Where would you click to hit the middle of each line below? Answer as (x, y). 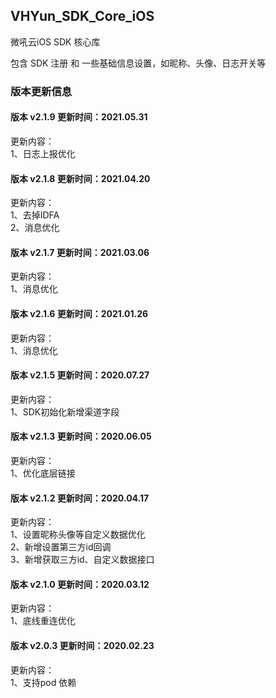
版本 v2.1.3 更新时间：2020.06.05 (81, 436)
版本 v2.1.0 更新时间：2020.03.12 (80, 584)
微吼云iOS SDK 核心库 (55, 41)
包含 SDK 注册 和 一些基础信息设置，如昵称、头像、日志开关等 (138, 63)
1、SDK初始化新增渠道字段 (65, 411)
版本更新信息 (41, 91)
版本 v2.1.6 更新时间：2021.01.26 (79, 313)
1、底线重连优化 (43, 621)
